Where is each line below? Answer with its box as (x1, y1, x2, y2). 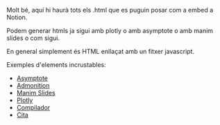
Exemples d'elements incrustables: (6, 61, 107, 68)
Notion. (6, 13, 28, 21)
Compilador (16, 104, 51, 111)
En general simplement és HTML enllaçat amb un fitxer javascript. (6, 48, 195, 55)
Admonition (16, 81, 50, 89)
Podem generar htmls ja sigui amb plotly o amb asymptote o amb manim (6, 27, 213, 35)
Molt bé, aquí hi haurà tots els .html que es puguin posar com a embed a (6, 6, 214, 14)
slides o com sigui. (6, 34, 60, 42)
